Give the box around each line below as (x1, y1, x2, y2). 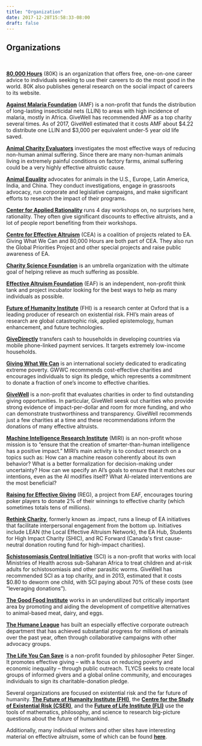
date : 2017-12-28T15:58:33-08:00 (6, 14, 90, 21)
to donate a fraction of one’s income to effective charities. (6, 379, 150, 387)
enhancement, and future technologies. (6, 324, 104, 331)
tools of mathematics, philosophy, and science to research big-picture (6, 709, 181, 716)
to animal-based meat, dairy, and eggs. (6, 610, 104, 617)
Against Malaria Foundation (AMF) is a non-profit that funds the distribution (6, 101, 196, 109)
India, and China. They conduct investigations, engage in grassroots (6, 182, 175, 189)
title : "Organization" (6, 8, 63, 15)
